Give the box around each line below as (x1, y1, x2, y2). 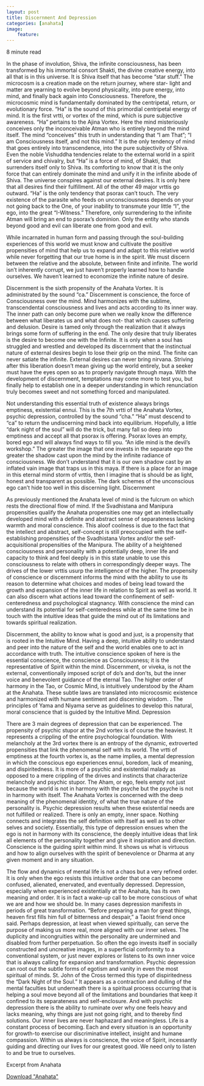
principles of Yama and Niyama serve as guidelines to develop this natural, (6, 702, 194, 709)
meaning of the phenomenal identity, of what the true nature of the (6, 798, 174, 805)
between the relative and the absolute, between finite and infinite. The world (6, 260, 198, 267)
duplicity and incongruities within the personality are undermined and (6, 933, 181, 940)
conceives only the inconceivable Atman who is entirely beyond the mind (6, 125, 190, 132)
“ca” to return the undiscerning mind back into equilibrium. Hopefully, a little (6, 419, 197, 427)
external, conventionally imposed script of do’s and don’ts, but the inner (6, 670, 186, 677)
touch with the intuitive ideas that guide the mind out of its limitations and (6, 612, 190, 620)
